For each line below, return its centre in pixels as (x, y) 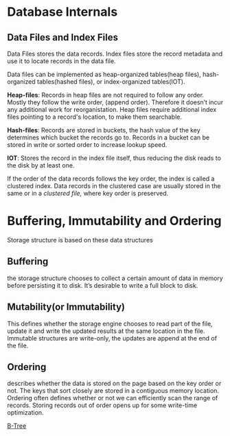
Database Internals (62, 12)
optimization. (25, 413)
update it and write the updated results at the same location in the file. (106, 331)
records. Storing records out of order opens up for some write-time (102, 405)
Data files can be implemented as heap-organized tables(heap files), (104, 74)
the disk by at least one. (41, 165)
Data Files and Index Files (63, 37)
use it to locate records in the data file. (61, 61)
